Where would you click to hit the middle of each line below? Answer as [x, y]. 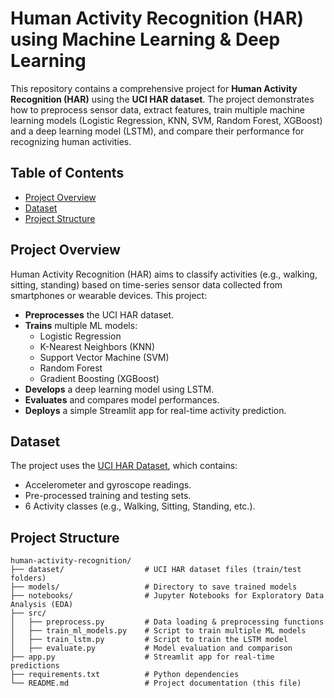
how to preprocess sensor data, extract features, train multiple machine [158, 109]
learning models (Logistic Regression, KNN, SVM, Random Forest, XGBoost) [166, 120]
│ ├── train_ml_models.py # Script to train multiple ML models [158, 631]
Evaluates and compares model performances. [122, 399]
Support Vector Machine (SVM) [104, 357]
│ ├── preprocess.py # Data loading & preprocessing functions [167, 622]
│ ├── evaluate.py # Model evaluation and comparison [151, 648]
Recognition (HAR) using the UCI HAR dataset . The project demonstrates [162, 99]
